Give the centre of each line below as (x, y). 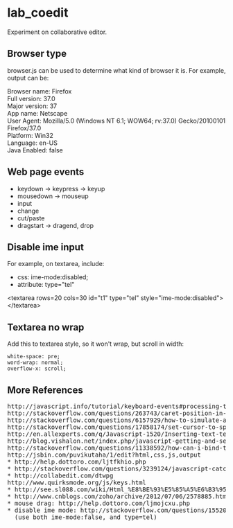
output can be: (28, 78)
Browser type (37, 54)
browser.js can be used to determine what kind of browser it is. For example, (116, 70)
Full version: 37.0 (31, 98)
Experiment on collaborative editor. (57, 32)
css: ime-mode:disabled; (53, 277)
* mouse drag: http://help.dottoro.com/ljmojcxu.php (99, 503)
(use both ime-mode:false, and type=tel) (86, 517)
